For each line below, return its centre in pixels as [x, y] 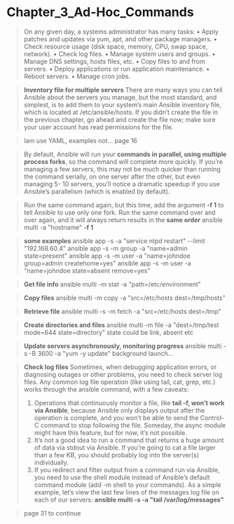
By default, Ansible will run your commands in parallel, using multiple [125, 154]
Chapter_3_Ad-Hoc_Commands [100, 12]
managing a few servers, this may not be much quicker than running [122, 169]
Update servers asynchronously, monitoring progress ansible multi [123, 346]
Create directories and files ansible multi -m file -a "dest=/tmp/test [121, 325]
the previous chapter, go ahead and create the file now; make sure [119, 119]
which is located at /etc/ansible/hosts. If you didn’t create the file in [121, 112]
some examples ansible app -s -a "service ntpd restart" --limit [114, 241]
